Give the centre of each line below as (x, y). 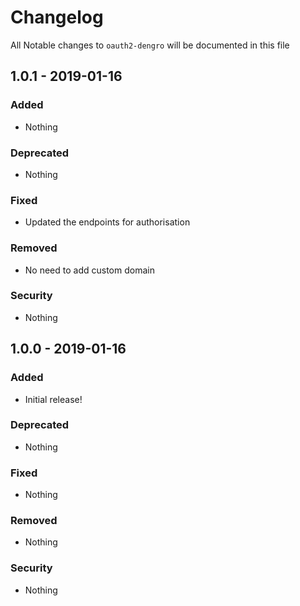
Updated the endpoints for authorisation (107, 222)
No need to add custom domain (89, 270)
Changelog (57, 17)
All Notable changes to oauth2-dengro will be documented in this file (150, 45)
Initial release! (53, 399)
